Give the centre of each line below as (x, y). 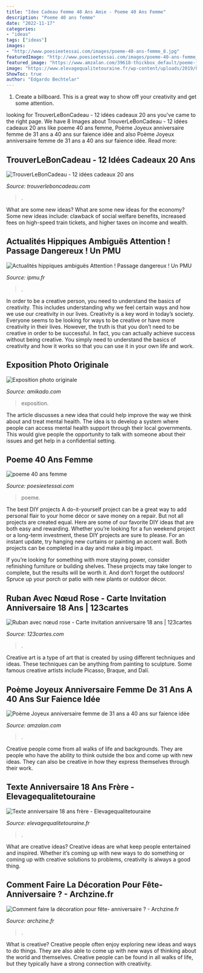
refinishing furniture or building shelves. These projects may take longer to (99, 566)
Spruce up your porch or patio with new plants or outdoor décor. (87, 579)
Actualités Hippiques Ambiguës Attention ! (89, 242)
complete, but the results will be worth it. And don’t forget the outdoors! (95, 573)
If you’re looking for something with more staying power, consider (88, 560)
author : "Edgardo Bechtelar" (43, 79)
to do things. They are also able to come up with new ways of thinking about (101, 951)
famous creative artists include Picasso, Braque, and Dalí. (78, 670)
